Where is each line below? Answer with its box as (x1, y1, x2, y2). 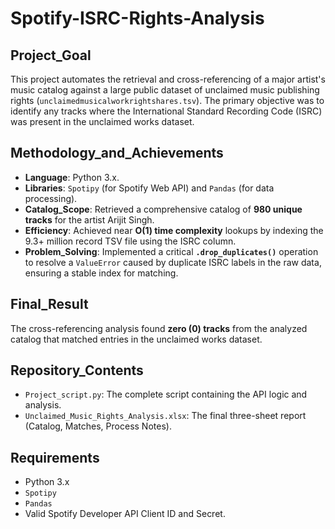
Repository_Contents (10, 362, 144, 379)
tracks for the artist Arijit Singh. (24, 213, 155, 226)
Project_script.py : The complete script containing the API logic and (24, 388, 308, 401)
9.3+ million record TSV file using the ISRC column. (24, 235, 237, 247)
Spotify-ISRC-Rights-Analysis (10, 7, 265, 30)
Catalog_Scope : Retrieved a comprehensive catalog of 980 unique (24, 203, 303, 215)
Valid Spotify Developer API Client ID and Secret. (24, 508, 226, 520)
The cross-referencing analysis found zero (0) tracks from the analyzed (10, 322, 308, 334)
